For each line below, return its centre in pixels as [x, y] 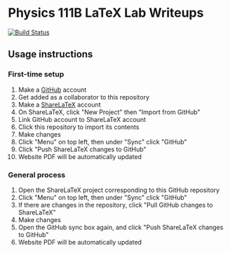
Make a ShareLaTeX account [59, 104]
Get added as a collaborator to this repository [84, 97]
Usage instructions [50, 54]
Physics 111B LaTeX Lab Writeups [106, 13]
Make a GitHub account [52, 90]
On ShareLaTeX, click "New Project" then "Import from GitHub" [109, 112]
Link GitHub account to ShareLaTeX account [82, 119]
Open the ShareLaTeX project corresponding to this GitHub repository [119, 190]
